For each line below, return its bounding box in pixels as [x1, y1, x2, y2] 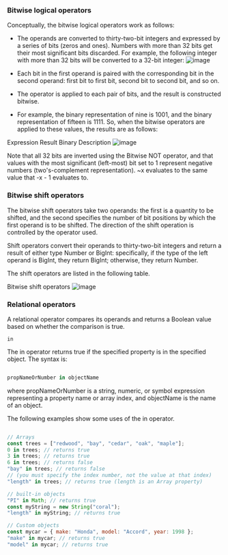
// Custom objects [7, 522, 59, 529]
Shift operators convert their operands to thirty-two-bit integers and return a [7, 241, 222, 249]
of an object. [7, 401, 43, 409]
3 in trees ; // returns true [7, 453, 90, 460]
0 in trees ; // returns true [7, 446, 90, 454]
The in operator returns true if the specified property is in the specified [7, 347, 206, 356]
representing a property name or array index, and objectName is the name [7, 393, 216, 402]
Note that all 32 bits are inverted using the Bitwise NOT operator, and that [7, 151, 214, 160]
